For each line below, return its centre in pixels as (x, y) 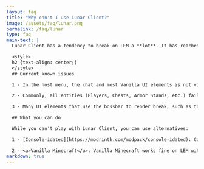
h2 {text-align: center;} (45, 62)
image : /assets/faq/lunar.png (45, 23)
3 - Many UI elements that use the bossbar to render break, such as (101, 107)
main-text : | (23, 40)
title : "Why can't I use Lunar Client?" (58, 18)
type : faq (19, 35)
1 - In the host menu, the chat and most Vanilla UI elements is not (101, 85)
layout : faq (21, 12)
